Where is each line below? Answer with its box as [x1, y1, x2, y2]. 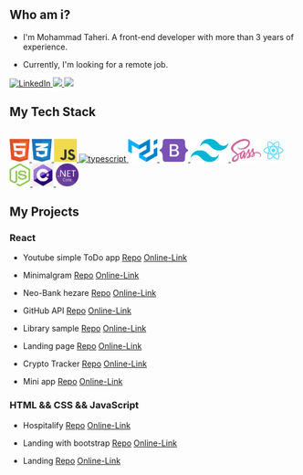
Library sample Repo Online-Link [22, 323, 147, 334]
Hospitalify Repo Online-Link [22, 419, 131, 430]
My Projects [9, 205, 79, 220]
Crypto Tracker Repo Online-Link [22, 358, 148, 369]
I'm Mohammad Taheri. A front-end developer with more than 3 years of [22, 31, 295, 42]
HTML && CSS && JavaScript [9, 399, 140, 412]
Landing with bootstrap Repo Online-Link [22, 438, 178, 449]
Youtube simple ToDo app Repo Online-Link [22, 252, 188, 263]
